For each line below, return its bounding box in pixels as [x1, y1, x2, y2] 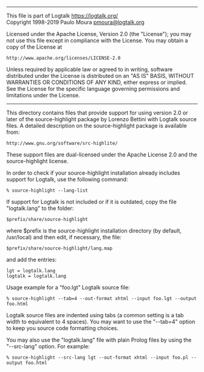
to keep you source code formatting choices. [6, 325, 119, 332]
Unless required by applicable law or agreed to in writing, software [6, 66, 173, 73]
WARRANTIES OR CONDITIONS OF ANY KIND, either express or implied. [6, 79, 187, 86]
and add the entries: [6, 256, 56, 263]
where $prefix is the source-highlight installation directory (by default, [6, 227, 182, 234]
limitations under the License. [6, 92, 80, 99]
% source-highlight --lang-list [6, 188, 88, 194]
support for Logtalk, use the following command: [6, 176, 129, 183]
